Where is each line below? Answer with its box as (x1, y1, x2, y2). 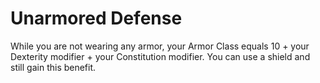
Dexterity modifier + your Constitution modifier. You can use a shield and (10, 50, 311, 62)
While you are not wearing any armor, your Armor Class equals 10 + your (10, 40, 310, 52)
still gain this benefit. (10, 61, 97, 73)
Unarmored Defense (10, 7, 183, 30)
